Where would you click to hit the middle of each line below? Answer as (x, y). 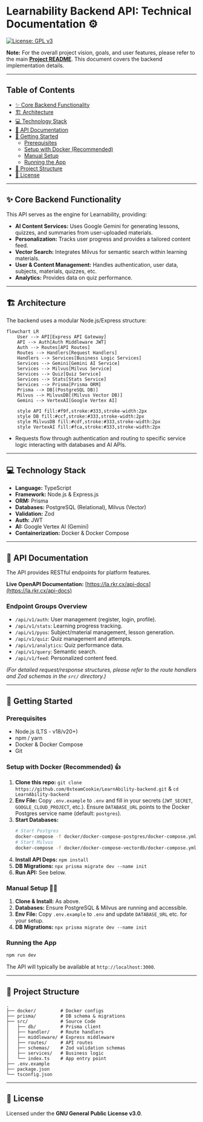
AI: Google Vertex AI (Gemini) (52, 527)
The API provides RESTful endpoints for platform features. (79, 572)
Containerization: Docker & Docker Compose (72, 533)
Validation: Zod (34, 514)
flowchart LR (23, 332)
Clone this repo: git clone (48, 783)
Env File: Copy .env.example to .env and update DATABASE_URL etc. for (101, 914)
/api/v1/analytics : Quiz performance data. (69, 645)
